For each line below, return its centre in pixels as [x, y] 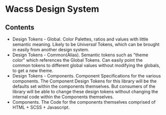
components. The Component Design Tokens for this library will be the [84, 81]
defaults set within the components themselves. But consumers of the [84, 86]
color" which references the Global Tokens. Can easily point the [77, 60]
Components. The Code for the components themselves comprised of [84, 102]
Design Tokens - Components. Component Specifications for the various [86, 76]
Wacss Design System [52, 9]
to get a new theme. [33, 71]
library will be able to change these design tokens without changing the [85, 92]
